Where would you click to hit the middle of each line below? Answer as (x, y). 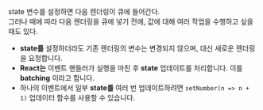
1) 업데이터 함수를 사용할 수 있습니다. (77, 98)
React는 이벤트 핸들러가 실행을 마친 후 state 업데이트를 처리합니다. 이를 (131, 68)
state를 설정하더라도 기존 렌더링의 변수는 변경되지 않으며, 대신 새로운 (127, 48)
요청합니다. (46, 58)
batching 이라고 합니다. (57, 78)
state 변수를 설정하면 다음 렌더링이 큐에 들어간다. (84, 11)
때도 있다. (23, 31)
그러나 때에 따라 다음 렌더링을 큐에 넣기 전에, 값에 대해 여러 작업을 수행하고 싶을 (131, 21)
